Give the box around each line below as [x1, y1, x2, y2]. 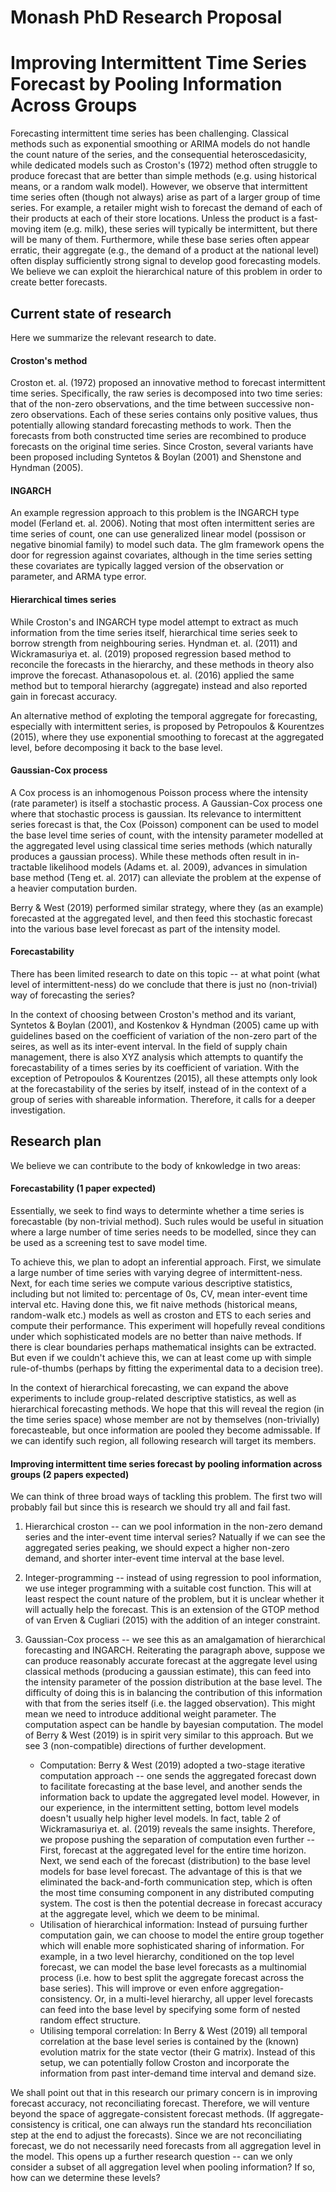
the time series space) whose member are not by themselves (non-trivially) [10, 1413, 320, 1425]
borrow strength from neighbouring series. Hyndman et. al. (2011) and [10, 637, 298, 649]
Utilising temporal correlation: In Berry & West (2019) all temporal [39, 2025, 308, 2037]
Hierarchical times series [10, 593, 117, 605]
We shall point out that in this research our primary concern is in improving [10, 2087, 318, 2099]
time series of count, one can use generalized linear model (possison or [10, 528, 307, 540]
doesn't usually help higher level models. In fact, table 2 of [39, 1812, 282, 1825]
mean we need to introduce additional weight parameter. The [24, 1708, 277, 1720]
